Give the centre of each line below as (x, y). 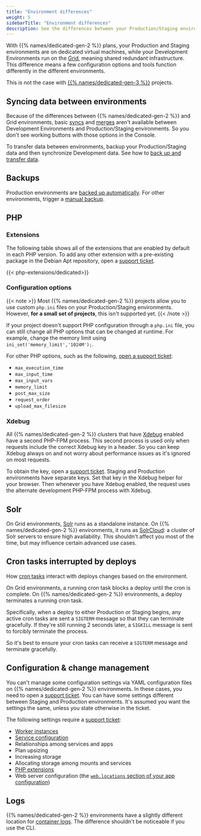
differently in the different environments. (56, 71)
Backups (23, 178)
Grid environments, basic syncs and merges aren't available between (92, 122)
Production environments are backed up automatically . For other (86, 192)
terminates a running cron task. (45, 600)
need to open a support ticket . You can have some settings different (90, 695)
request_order (32, 400)
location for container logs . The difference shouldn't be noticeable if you (95, 822)
